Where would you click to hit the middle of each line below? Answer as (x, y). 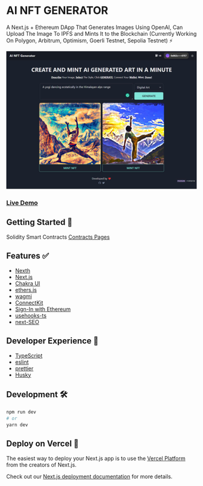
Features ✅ (28, 256)
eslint (22, 362)
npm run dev (21, 412)
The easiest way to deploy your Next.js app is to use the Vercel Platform (96, 458)
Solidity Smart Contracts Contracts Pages (58, 237)
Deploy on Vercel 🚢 (43, 444)
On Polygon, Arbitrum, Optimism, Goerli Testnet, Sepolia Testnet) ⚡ (90, 40)
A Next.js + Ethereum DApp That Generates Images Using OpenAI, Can (95, 27)
